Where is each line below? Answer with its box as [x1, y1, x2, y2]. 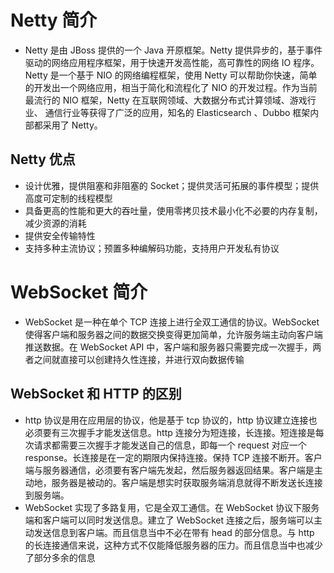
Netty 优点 [10, 151, 76, 168]
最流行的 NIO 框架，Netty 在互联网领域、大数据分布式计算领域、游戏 [24, 94, 308, 106]
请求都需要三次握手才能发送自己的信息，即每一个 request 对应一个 [33, 439, 307, 451]
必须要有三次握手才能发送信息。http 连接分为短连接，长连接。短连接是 [24, 426, 316, 438]
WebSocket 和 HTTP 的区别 [10, 386, 182, 403]
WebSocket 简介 [10, 281, 148, 303]
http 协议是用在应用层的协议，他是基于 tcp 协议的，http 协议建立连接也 [24, 414, 318, 426]
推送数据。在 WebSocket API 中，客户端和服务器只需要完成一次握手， [24, 341, 313, 353]
